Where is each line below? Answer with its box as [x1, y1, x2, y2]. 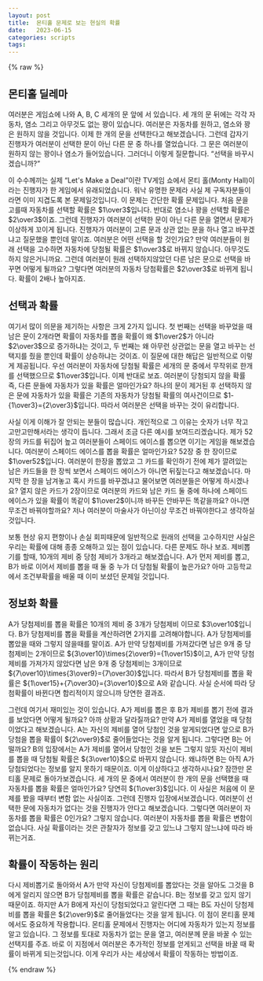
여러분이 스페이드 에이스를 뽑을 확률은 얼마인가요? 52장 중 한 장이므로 [24, 446, 238, 456]
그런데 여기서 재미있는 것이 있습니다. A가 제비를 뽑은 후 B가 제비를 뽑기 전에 [8, 705, 239, 714]
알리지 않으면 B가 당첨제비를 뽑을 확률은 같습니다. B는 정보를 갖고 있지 [22, 890, 237, 900]
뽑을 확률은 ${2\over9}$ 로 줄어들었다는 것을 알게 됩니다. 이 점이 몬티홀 [22, 910, 241, 920]
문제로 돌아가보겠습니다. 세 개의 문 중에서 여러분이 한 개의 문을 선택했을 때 [22, 773, 249, 783]
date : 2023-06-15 [8, 26, 72, 34]
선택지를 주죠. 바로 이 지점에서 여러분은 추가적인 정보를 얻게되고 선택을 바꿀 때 [8, 939, 247, 949]
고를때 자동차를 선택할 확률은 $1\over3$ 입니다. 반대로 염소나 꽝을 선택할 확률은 [8, 205, 250, 214]
